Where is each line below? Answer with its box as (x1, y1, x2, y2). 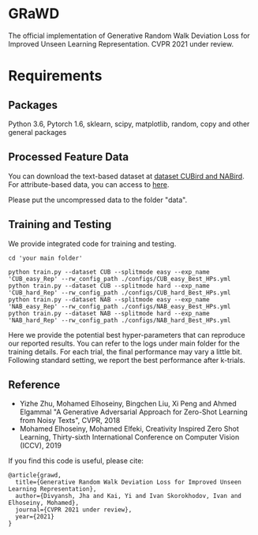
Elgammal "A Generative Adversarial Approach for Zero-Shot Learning (19, 407, 249, 417)
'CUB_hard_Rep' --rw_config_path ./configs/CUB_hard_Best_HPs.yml (8, 289, 231, 297)
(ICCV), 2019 (19, 441, 62, 451)
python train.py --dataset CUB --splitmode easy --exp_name (8, 267, 211, 276)
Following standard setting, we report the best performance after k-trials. (8, 355, 246, 365)
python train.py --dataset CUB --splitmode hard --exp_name (8, 282, 211, 290)
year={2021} (15, 513, 55, 521)
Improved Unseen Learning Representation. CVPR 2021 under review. (8, 39, 234, 48)
